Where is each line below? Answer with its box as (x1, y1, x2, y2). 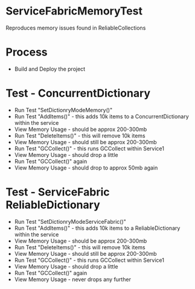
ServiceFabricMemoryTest (5, 4, 143, 18)
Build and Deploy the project (14, 65, 86, 72)
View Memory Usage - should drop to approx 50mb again (14, 164, 158, 171)
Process (5, 45, 48, 59)
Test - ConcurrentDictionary (5, 86, 151, 100)
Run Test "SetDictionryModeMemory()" (14, 106, 113, 113)
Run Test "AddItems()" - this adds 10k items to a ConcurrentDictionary (14, 113, 190, 120)
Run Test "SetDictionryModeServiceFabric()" (14, 218, 126, 225)
